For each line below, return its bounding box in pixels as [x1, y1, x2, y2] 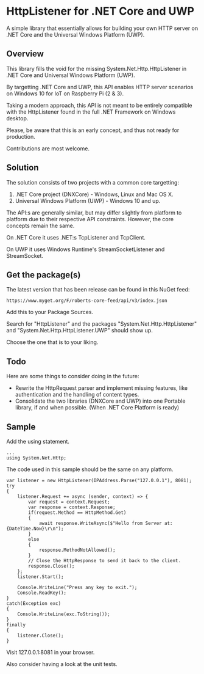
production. [6, 133, 35, 140]
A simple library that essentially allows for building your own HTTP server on [6, 24, 199, 32]
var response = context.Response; [28, 504, 116, 510]
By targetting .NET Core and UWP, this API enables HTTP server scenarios [6, 83, 194, 90]
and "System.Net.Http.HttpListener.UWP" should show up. [6, 327, 153, 334]
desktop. [6, 114, 29, 122]
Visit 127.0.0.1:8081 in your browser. [6, 649, 95, 656]
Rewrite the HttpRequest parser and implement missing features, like [15, 384, 188, 392]
